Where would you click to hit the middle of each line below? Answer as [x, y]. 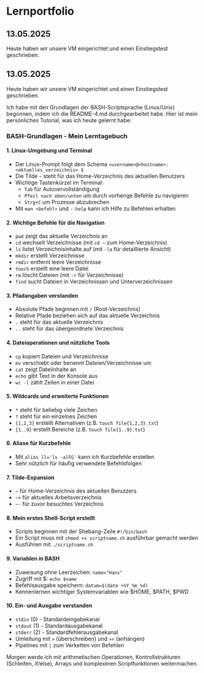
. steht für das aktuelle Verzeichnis [59, 322]
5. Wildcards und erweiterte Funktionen [58, 396]
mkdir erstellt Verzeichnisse [50, 256]
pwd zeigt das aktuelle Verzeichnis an [61, 236]
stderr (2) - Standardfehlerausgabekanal [67, 632]
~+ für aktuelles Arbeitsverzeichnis [58, 498]
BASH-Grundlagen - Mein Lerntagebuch [67, 136]
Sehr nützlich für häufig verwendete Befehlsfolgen [78, 463]
